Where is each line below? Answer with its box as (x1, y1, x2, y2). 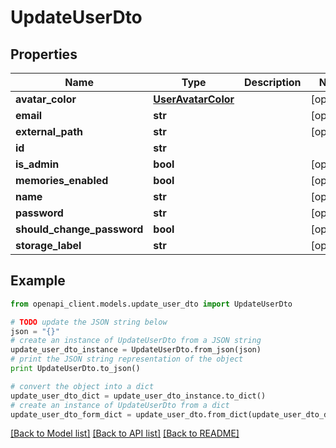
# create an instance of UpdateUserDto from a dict (10, 400, 230, 410)
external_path (15, 125, 84, 138)
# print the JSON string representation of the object (10, 354, 244, 365)
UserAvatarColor (153, 92, 235, 106)
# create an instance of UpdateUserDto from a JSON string (10, 336, 262, 346)
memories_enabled (15, 174, 109, 187)
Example (10, 272, 66, 290)
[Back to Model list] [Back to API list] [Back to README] (10, 427, 240, 440)
